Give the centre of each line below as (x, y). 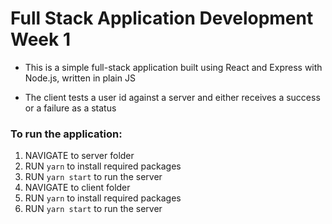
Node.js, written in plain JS (80, 78)
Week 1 (40, 39)
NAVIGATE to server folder (79, 156)
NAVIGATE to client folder (77, 188)
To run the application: (66, 134)
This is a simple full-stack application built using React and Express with (173, 67)
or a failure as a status (70, 108)
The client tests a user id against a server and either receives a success (172, 97)
